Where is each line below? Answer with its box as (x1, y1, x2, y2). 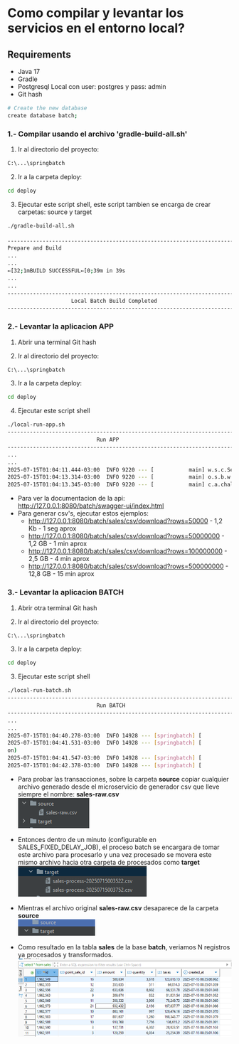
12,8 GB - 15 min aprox (28, 570, 95, 578)
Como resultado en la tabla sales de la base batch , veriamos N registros (17, 942, 230, 951)
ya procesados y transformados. (17, 950, 114, 959)
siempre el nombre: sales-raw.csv (17, 789, 119, 798)
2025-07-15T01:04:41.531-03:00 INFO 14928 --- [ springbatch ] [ (7, 740, 202, 747)
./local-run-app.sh (7, 421, 65, 428)
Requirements (7, 48, 71, 60)
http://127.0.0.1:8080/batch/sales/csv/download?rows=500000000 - (28, 562, 229, 570)
